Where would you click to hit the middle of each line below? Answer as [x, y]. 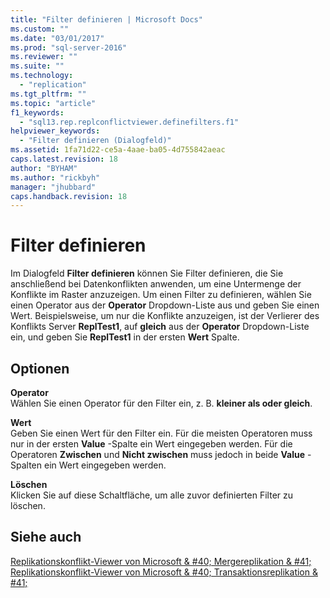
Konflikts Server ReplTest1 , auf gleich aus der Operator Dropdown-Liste [160, 327]
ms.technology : [42, 76]
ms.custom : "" [40, 29]
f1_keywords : [37, 112]
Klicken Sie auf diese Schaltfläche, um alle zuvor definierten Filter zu [152, 495]
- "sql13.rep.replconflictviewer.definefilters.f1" [129, 122]
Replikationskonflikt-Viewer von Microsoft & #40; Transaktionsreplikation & [164, 572]
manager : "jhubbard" [53, 187]
